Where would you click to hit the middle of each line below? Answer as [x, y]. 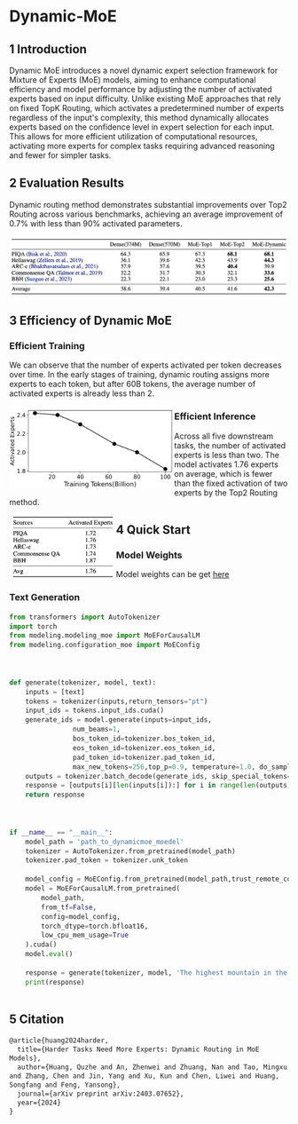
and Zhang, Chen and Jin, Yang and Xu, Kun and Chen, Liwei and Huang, [144, 1076]
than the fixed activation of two [231, 483]
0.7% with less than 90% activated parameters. [96, 223]
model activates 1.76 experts [227, 464]
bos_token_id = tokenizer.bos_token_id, [144, 739]
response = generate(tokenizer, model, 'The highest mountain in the [157, 973]
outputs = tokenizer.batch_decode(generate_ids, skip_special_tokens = [158, 776]
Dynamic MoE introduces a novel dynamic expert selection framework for [144, 70]
